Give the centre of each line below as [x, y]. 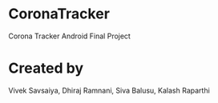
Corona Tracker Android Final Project [69, 36]
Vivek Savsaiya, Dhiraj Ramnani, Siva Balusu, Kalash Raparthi [109, 90]
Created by [46, 68]
